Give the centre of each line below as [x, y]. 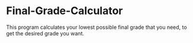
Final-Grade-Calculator [65, 11]
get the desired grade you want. [45, 33]
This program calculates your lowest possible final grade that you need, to [97, 27]
